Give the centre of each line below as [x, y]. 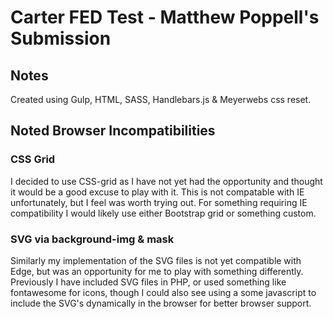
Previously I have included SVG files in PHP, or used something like [148, 282]
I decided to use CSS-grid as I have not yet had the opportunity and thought [166, 181]
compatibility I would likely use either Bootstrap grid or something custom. [163, 213]
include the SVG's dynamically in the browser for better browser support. [161, 303]
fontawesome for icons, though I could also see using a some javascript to [163, 292]
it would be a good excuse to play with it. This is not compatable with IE [157, 192]
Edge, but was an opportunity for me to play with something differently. [157, 271]
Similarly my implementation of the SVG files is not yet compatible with [156, 260]
